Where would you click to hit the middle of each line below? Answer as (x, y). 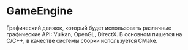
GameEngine (40, 11)
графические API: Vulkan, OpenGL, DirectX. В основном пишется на (94, 34)
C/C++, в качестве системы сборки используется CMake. (82, 40)
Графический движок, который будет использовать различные (89, 28)
